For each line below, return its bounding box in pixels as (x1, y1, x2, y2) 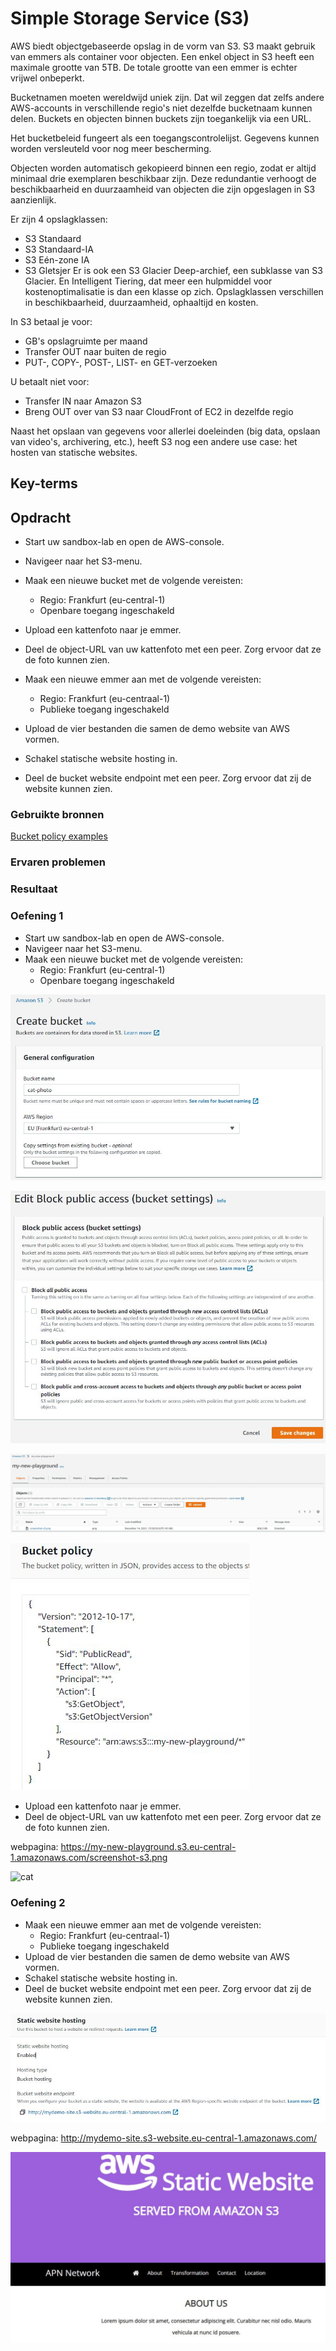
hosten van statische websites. (10, 446, 138, 458)
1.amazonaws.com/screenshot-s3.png (10, 1852, 168, 1864)
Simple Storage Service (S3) (10, 7, 250, 30)
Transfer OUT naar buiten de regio (24, 345, 167, 357)
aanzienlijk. (10, 193, 57, 206)
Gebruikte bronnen (10, 808, 105, 822)
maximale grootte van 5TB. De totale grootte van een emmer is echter (10, 61, 298, 73)
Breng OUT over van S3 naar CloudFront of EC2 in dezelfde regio (24, 405, 294, 417)
